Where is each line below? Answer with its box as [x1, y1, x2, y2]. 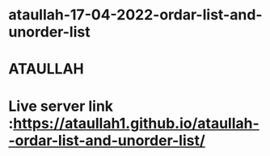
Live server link [8, 97, 114, 115]
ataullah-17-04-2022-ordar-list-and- [8, 6, 263, 24]
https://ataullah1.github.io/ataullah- [13, 114, 260, 133]
